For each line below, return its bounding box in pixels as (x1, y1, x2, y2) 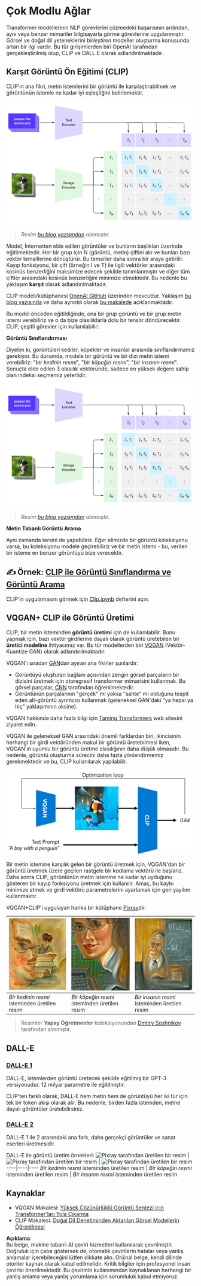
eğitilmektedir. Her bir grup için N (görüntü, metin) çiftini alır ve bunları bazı (6, 248, 190, 256)
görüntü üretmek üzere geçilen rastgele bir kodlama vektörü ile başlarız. (6, 867, 184, 874)
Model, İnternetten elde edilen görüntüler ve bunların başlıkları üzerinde (6, 242, 182, 250)
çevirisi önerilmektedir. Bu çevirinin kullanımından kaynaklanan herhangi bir (6, 1267, 191, 1274)
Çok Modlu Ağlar (6, 4, 92, 18)
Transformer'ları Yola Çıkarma (14, 1211, 89, 1218)
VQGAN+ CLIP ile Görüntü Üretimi (6, 613, 135, 623)
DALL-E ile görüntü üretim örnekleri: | (6, 1152, 190, 1159)
